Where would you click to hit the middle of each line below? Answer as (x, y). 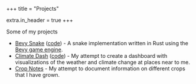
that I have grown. (37, 75)
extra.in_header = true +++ (40, 20)
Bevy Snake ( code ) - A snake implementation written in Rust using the (101, 43)
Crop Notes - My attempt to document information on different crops (100, 69)
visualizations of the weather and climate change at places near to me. (103, 62)
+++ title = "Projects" (32, 9)
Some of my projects (32, 32)
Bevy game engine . (39, 49)
